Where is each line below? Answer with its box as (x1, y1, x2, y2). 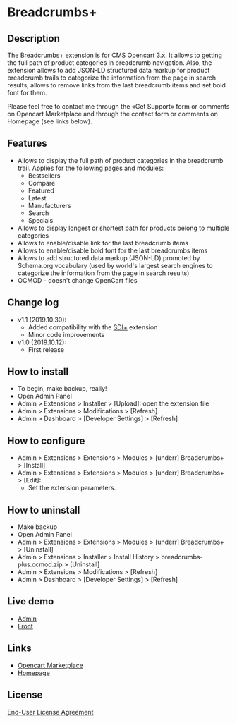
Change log (7, 297, 59, 309)
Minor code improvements (28, 330, 105, 339)
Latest (28, 193, 47, 202)
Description (7, 32, 60, 44)
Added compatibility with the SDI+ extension (28, 322, 158, 332)
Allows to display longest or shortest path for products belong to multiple (17, 224, 230, 232)
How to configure (7, 435, 85, 446)
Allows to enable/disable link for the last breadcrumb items (17, 238, 189, 247)
